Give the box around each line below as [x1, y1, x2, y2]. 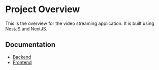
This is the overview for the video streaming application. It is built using [5, 20, 154, 26]
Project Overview [5, 4, 80, 15]
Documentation [5, 41, 56, 49]
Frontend [12, 59, 32, 65]
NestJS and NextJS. [5, 25, 48, 31]
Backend [12, 54, 31, 60]
